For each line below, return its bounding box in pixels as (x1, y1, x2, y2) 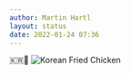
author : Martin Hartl (9, 13, 92, 23)
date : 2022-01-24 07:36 (9, 30, 100, 39)
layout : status (9, 22, 67, 31)
